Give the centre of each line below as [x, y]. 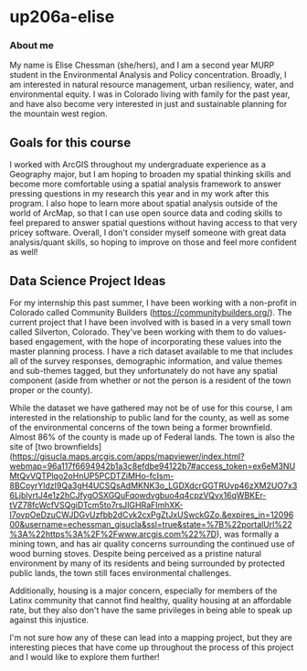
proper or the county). [51, 390]
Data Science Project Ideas [88, 281]
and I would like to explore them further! [85, 657]
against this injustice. [49, 620]
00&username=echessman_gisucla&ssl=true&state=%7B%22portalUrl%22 [151, 525]
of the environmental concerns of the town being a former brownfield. [141, 428]
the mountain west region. [58, 114]
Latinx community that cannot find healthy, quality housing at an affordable [151, 601]
